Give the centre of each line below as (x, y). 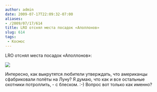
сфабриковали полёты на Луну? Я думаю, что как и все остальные (75, 79)
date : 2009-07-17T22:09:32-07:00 (39, 14)
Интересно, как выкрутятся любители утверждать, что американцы (76, 74)
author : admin (20, 10)
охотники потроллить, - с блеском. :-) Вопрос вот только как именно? (79, 84)
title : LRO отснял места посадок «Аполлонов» (52, 28)
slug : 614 (15, 32)
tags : (11, 37)
